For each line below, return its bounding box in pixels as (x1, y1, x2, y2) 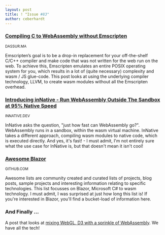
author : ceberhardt (5, 16, 45, 21)
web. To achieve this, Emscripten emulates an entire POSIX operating (5, 63, 146, 69)
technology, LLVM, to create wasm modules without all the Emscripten (5, 78, 148, 84)
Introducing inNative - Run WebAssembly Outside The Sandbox (5, 96, 161, 103)
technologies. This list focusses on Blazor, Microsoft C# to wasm (5, 186, 136, 192)
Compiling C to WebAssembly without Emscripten (5, 33, 127, 39)
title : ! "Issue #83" (5, 12, 50, 17)
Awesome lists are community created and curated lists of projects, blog (5, 175, 152, 181)
